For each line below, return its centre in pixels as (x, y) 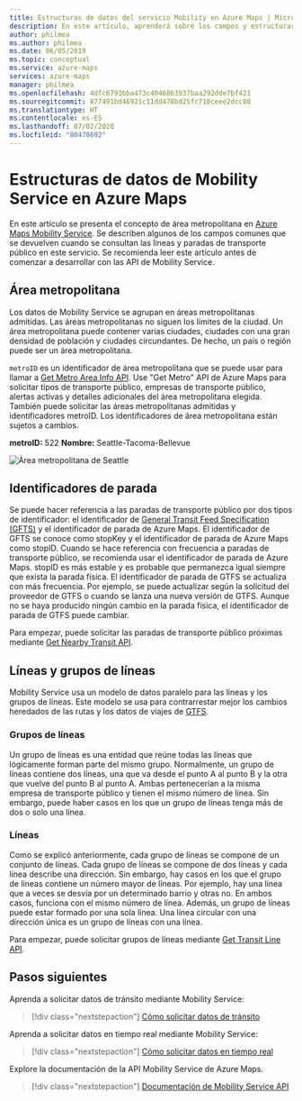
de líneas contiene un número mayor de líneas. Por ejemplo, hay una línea (146, 883)
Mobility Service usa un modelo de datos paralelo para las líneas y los (138, 692)
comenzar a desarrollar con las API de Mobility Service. (112, 261)
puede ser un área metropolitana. (71, 350)
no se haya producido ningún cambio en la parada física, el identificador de (149, 605)
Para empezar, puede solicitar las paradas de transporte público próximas (146, 632)
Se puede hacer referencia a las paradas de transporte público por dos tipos (151, 510)
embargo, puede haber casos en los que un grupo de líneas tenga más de (146, 802)
